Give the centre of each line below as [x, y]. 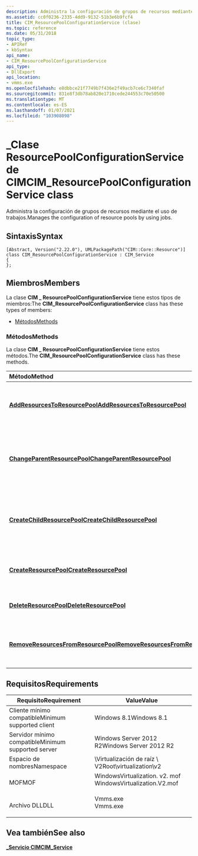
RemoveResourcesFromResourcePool [63, 644]
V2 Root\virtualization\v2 [128, 766]
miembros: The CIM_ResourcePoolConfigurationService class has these [95, 304]
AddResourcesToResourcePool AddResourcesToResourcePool [98, 405]
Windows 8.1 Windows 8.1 [131, 717]
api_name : [18, 55]
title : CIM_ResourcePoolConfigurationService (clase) [74, 22]
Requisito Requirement [49, 700]
